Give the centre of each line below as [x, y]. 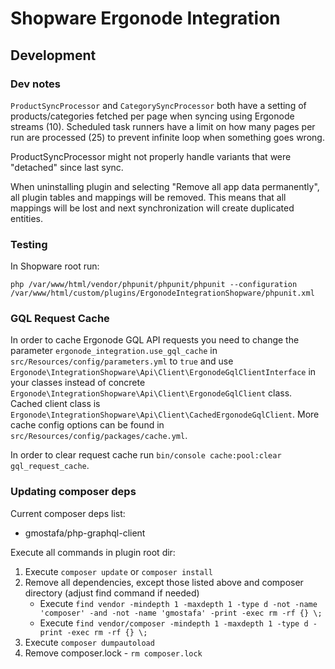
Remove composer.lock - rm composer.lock [113, 653]
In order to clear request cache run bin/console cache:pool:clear [146, 455]
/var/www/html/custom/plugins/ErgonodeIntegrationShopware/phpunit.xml [162, 293]
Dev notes [35, 84]
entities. [26, 218]
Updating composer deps [73, 492]
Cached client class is [55, 404]
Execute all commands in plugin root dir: [93, 552]
